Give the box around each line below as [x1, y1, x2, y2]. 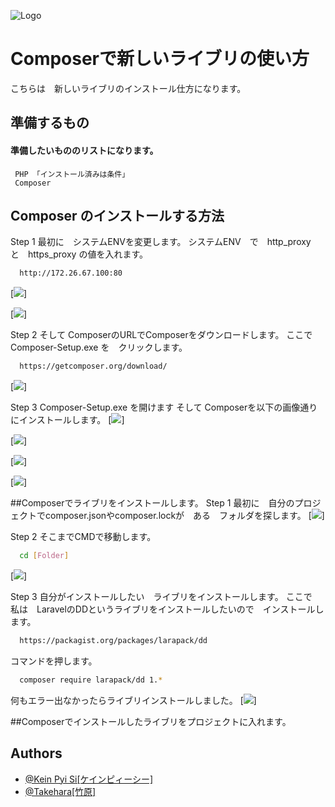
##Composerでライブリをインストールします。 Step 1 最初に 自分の [10, 497, 295, 509]
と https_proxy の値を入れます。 [10, 248, 148, 260]
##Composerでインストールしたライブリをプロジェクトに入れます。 [10, 715, 292, 727]
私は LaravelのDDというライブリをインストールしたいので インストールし [10, 603, 325, 615]
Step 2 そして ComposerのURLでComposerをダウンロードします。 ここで [10, 329, 313, 341]
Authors [10, 745, 63, 762]
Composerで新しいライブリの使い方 [10, 48, 310, 70]
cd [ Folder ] [19, 551, 70, 561]
